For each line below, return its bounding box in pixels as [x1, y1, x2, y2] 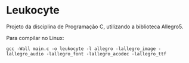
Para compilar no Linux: [6, 34, 64, 41]
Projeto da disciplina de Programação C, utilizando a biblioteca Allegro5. [6, 23, 184, 30]
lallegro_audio [6, 51, 44, 57]
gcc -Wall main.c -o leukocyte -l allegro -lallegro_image [6, 45, 156, 52]
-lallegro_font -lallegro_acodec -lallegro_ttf [46, 51, 167, 57]
